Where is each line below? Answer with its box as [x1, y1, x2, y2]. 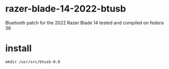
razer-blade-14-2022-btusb [5, 3, 126, 15]
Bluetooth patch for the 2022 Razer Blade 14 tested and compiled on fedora [5, 20, 164, 26]
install [5, 43, 32, 54]
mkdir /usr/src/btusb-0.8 [5, 59, 60, 64]
